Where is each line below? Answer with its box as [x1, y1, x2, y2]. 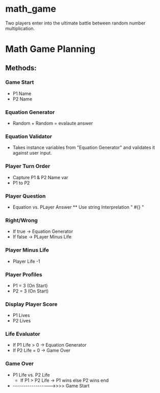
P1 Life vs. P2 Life [12, 372, 50, 378]
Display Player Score [5, 301, 58, 308]
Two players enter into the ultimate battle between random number [5, 20, 146, 26]
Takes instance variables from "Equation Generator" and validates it [12, 144, 155, 151]
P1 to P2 [12, 180, 30, 186]
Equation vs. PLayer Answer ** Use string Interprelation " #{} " [12, 204, 144, 210]
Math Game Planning [5, 43, 96, 55]
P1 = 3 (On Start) [12, 282, 48, 288]
